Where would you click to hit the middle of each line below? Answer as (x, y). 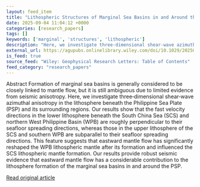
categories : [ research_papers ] (45, 28)
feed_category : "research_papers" (49, 67)
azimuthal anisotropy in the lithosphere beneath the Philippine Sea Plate (94, 103)
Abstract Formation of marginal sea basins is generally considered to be (94, 84)
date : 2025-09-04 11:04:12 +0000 (48, 23)
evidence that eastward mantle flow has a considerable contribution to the (97, 160)
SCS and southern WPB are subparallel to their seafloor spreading (87, 135)
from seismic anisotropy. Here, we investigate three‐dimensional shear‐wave (100, 96)
